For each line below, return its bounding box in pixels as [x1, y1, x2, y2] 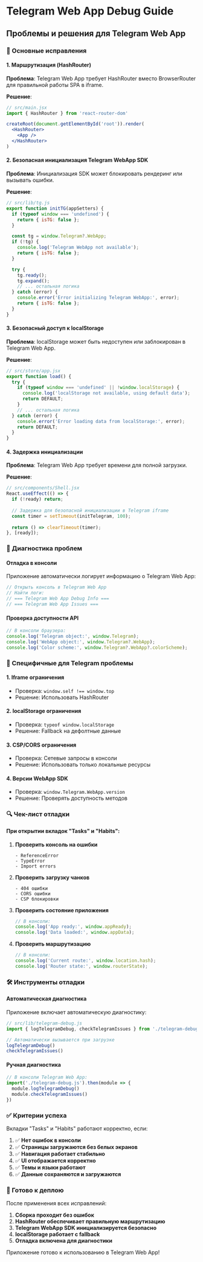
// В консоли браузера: [6, 628, 66, 634]
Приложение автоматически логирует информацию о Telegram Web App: [6, 573, 196, 580]
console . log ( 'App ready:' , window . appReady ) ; [14, 924, 132, 930]
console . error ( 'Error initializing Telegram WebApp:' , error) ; [17, 295, 180, 301]
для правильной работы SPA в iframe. [6, 81, 104, 88]
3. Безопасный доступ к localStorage [6, 324, 104, 332]
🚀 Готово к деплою [6, 1186, 64, 1194]
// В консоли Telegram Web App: [6, 1074, 88, 1081]
